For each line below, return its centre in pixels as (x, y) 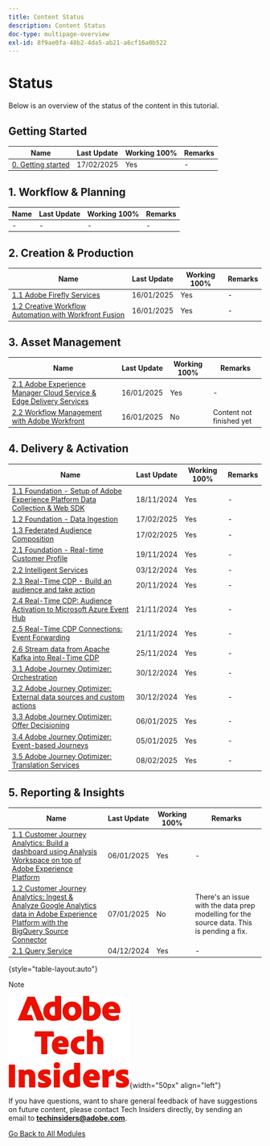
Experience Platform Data (54, 499)
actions (24, 706)
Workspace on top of (47, 860)
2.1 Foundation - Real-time (57, 550)
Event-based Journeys (50, 745)
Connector (29, 940)
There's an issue (222, 897)
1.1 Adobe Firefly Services (56, 295)
